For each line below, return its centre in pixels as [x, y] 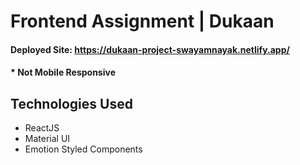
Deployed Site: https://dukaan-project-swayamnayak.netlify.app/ [150, 49]
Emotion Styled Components [83, 149]
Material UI [47, 139]
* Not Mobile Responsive [63, 72]
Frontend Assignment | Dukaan [142, 21]
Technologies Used [71, 103]
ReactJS [42, 128]
